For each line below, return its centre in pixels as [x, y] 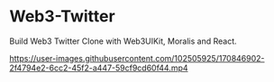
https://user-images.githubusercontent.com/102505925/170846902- [137, 58]
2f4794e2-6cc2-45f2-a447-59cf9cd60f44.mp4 [99, 68]
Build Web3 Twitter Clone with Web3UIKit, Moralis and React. [123, 41]
